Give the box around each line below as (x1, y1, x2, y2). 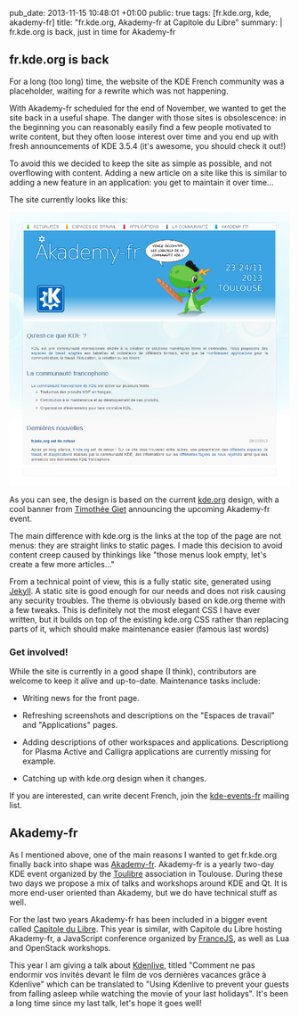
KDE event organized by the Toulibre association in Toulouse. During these (9, 868, 283, 879)
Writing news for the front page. (21, 692, 140, 703)
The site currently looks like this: (9, 194, 128, 204)
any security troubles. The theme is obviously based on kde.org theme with (9, 595, 287, 606)
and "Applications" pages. (21, 719, 118, 730)
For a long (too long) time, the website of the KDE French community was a (9, 76, 285, 87)
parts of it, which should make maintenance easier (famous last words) (9, 624, 270, 634)
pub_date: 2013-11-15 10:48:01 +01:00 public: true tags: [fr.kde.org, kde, (9, 8, 271, 18)
